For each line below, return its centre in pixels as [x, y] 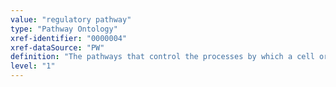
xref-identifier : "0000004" [69, 38]
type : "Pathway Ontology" [64, 29]
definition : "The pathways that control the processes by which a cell [162, 57]
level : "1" [33, 66]
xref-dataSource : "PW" [57, 47]
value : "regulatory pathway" [71, 19]
